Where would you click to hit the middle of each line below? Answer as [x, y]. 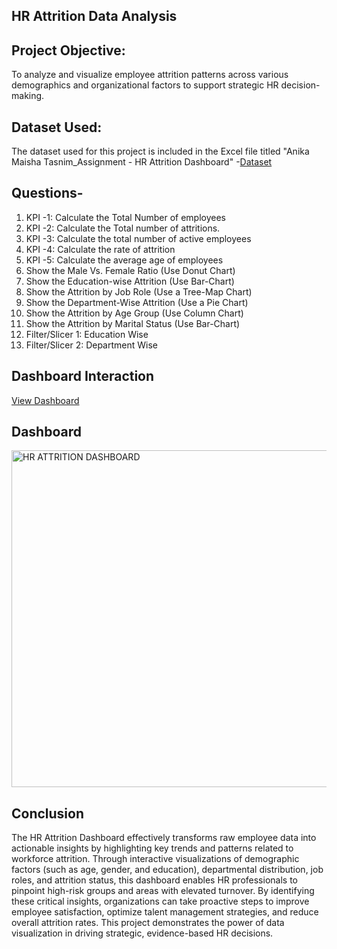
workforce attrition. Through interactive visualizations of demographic [155, 859]
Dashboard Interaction [83, 376]
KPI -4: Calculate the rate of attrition [100, 249]
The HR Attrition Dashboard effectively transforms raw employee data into [164, 838]
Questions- [47, 193]
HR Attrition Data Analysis [94, 16]
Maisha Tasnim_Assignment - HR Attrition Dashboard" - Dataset [142, 162]
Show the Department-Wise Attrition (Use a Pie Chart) [137, 302]
